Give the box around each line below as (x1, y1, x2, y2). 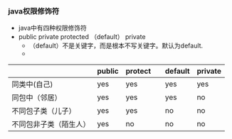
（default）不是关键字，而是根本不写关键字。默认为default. (28, 41, 204, 50)
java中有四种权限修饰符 (18, 23, 88, 33)
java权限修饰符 (8, 6, 60, 16)
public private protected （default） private (18, 33, 146, 41)
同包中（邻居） (11, 93, 63, 103)
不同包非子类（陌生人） (11, 119, 91, 129)
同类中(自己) (11, 79, 53, 89)
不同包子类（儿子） (11, 106, 77, 116)
